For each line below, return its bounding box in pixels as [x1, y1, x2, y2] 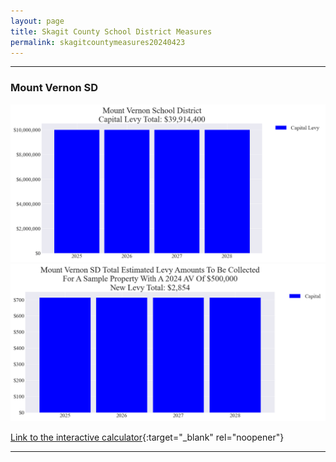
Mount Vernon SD [10, 81, 99, 95]
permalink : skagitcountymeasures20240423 [10, 37, 186, 47]
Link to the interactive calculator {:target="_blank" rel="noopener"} [10, 431, 285, 443]
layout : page [10, 16, 65, 26]
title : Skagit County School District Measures [10, 26, 213, 37]
